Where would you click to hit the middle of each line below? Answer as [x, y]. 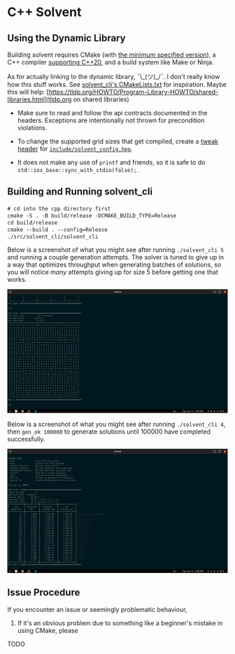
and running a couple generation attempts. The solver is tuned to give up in [116, 257]
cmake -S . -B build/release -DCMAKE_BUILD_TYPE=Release [92, 215]
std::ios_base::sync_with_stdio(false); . [78, 170]
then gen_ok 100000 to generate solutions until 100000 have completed [109, 432]
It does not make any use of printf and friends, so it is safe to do [111, 162]
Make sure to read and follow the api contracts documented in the [112, 113]
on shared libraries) [101, 99]
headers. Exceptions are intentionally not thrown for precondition [111, 120]
